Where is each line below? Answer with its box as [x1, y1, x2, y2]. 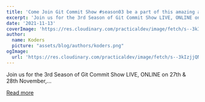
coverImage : [6, 25, 37, 32]
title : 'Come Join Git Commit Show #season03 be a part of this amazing [6, 8, 195, 15]
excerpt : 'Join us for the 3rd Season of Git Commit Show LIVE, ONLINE [6, 15, 192, 21]
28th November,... [6, 77, 52, 84]
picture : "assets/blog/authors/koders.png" [12, 43, 124, 49]
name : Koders [12, 37, 45, 43]
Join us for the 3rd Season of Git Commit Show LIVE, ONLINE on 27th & [6, 70, 186, 78]
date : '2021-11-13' [6, 20, 56, 26]
